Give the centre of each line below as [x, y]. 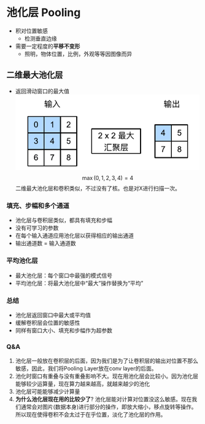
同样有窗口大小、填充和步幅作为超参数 [64, 330]
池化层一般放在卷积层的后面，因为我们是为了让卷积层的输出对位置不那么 [106, 361]
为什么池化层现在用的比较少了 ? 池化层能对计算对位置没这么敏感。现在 [103, 399]
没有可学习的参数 [37, 228]
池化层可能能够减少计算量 [48, 391]
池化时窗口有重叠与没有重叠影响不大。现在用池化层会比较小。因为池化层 [106, 376]
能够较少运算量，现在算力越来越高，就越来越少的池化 [83, 384]
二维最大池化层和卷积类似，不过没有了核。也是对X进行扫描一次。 [98, 189]
